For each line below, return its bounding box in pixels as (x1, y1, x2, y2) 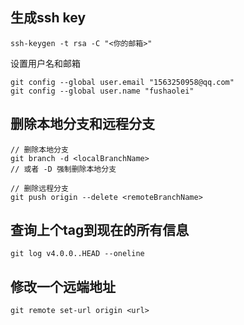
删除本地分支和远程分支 (10, 116, 155, 133)
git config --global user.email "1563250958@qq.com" (10, 77, 235, 87)
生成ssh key (10, 9, 87, 27)
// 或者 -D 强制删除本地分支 (10, 164, 117, 174)
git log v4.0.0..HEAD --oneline (10, 249, 145, 259)
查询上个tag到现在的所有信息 (10, 222, 190, 239)
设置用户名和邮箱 (10, 57, 81, 69)
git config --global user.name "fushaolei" (10, 86, 195, 96)
